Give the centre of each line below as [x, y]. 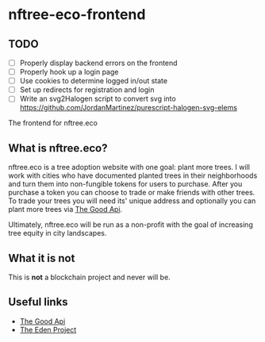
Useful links [38, 302]
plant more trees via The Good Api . [65, 209]
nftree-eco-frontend [77, 15]
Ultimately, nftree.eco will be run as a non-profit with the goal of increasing [131, 225]
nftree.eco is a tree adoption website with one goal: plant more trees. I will [129, 167]
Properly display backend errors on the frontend [98, 63]
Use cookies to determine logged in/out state [94, 81]
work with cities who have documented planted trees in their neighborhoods [133, 175]
